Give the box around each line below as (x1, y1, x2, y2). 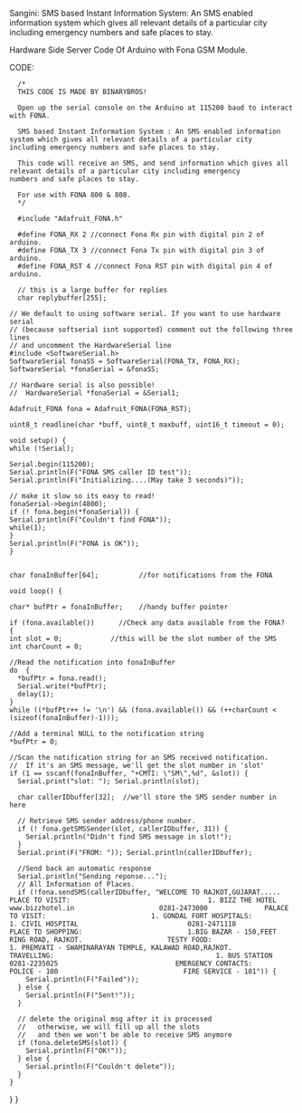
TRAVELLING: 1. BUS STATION (9, 951, 273, 960)
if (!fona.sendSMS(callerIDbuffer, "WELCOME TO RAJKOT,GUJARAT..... (17, 888, 281, 897)
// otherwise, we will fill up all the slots (17, 1022, 201, 1031)
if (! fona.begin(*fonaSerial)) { (9, 507, 140, 516)
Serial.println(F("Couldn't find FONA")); (9, 515, 172, 524)
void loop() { (9, 587, 63, 596)
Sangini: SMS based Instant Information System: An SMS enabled (9, 8, 253, 18)
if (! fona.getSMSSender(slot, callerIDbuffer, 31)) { (17, 824, 229, 833)
